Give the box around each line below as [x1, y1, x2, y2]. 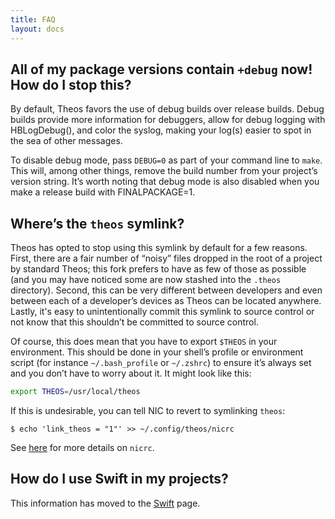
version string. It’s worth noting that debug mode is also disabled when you [10, 176, 320, 188]
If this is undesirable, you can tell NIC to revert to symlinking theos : [10, 405, 286, 416]
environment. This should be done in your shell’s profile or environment [10, 346, 304, 358]
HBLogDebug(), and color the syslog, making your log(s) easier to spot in [10, 124, 312, 136]
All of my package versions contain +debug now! [10, 61, 313, 78]
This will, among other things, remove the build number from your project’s [10, 165, 318, 177]
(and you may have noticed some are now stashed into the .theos [10, 274, 282, 286]
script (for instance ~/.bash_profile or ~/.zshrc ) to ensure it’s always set [10, 357, 312, 369]
